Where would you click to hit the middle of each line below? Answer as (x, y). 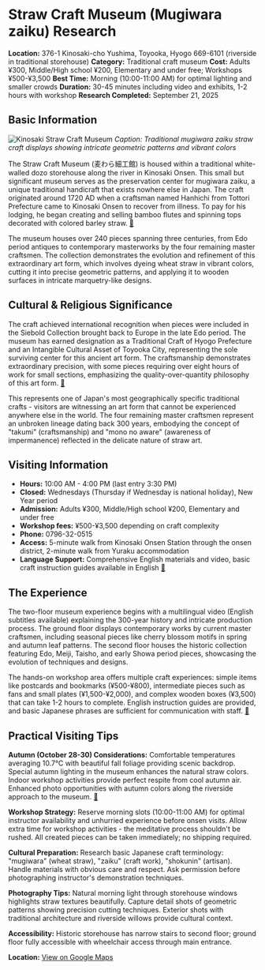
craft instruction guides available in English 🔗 (92, 568)
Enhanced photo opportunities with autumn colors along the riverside (121, 788)
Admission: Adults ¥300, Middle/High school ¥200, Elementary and (130, 509)
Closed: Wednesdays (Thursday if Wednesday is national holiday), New (136, 492)
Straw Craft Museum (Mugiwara (115, 15)
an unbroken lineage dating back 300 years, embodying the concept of (124, 423)
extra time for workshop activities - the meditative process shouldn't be (124, 829)
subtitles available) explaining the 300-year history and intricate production (131, 620)
